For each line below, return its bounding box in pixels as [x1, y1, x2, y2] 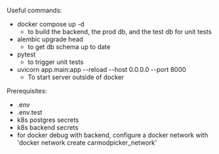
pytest [16, 50, 36, 58]
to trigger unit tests [27, 58, 84, 66]
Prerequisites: [6, 87, 48, 95]
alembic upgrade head [16, 35, 83, 43]
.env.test [16, 108, 43, 116]
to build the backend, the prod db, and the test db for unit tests [27, 28, 212, 36]
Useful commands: [6, 6, 62, 14]
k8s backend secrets [16, 123, 79, 131]
